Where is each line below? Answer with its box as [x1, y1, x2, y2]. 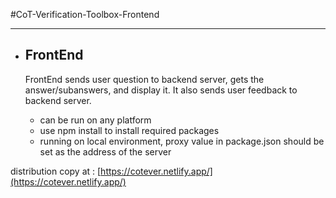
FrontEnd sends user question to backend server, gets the [24, 73, 265, 85]
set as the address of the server [39, 145, 172, 158]
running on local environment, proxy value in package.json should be [39, 135, 325, 147]
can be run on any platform [39, 114, 152, 126]
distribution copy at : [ [10, 165, 102, 177]
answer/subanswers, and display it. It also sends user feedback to [24, 84, 298, 96]
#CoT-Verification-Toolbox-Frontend [10, 9, 160, 20]
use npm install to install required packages [39, 124, 220, 136]
